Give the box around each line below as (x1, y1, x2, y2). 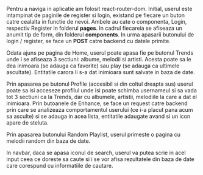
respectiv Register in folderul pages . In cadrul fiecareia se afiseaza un (6, 24, 183, 32)
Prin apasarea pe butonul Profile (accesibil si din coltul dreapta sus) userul (6, 80, 193, 87)
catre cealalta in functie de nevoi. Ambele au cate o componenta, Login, (6, 18, 187, 25)
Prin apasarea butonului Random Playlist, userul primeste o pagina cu (6, 131, 181, 138)
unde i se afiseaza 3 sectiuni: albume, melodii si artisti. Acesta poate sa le (6, 56, 191, 63)
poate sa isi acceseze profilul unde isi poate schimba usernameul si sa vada (6, 87, 197, 94)
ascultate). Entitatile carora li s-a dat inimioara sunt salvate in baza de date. (6, 69, 195, 75)
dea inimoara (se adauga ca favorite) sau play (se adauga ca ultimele (6, 62, 180, 69)
